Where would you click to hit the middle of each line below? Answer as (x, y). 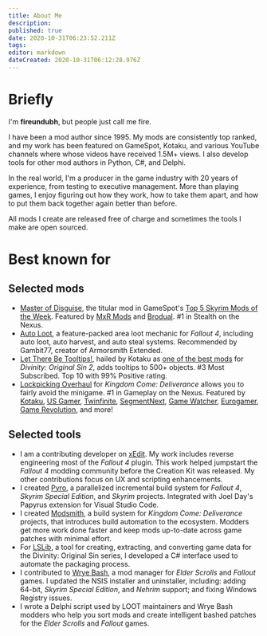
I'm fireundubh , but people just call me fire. (80, 121)
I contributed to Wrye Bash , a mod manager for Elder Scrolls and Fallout (138, 572)
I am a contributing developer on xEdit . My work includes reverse (127, 453)
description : (30, 23)
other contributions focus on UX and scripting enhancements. (121, 479)
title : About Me (35, 16)
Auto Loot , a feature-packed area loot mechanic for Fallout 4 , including (136, 333)
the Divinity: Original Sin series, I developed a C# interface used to (129, 556)
